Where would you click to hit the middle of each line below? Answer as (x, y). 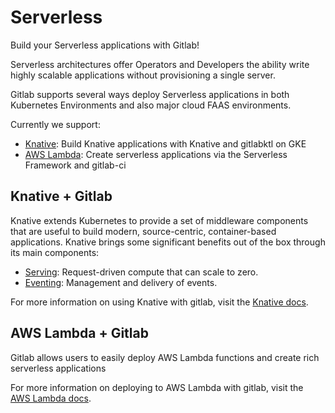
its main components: (55, 252)
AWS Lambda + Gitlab (79, 333)
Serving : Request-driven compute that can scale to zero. (141, 272)
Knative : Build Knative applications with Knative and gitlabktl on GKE (165, 143)
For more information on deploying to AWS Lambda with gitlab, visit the (157, 387)
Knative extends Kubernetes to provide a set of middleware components (159, 220)
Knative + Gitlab (61, 196)
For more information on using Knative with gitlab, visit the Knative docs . (159, 302)
